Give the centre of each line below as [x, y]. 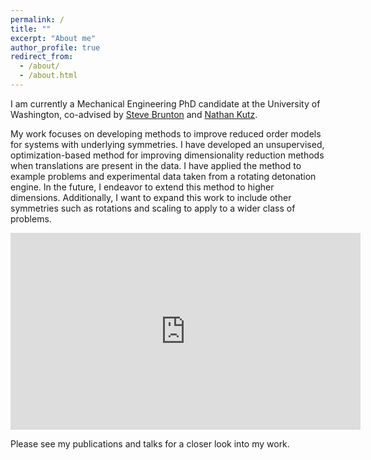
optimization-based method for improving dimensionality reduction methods [167, 155]
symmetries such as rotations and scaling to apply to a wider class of [153, 208]
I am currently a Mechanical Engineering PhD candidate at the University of [165, 103]
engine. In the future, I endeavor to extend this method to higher [142, 187]
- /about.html [48, 76]
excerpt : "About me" [53, 38]
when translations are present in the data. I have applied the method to [156, 165]
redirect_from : [42, 57]
